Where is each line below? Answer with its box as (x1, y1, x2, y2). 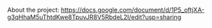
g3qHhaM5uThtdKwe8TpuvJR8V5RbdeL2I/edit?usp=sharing (7, 13, 182, 21)
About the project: (7, 6, 59, 14)
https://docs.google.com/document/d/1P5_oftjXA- (60, 6, 205, 14)
